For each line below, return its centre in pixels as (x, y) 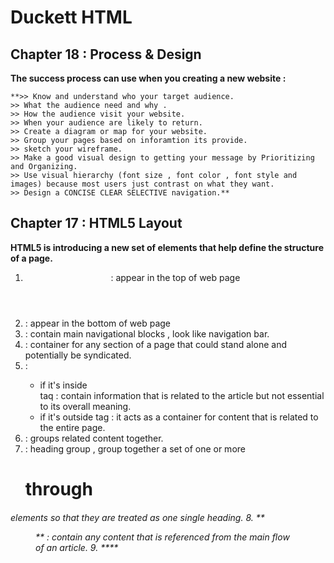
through (58, 489)
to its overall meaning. (85, 406)
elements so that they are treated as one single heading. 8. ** (137, 517)
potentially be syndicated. (78, 355)
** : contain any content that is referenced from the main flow (162, 537)
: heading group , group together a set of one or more (135, 448)
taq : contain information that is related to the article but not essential (182, 395)
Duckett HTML (71, 17)
